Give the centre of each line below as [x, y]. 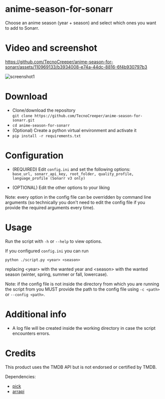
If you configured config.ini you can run [47, 251]
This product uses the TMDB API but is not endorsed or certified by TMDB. [81, 367]
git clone [22, 116]
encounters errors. [31, 333]
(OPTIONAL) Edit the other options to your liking [61, 187]
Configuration [34, 155]
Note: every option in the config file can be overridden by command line [78, 197]
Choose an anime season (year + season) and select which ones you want [81, 23]
